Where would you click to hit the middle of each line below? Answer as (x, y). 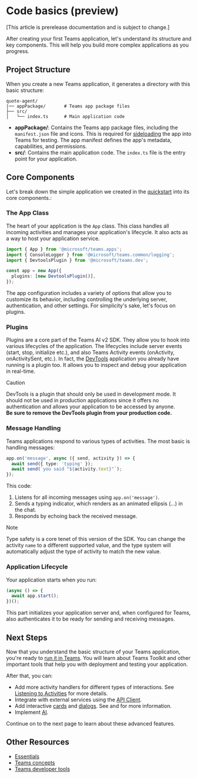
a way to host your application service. (53, 238)
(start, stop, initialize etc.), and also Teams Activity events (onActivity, (91, 353)
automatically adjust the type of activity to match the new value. (84, 552)
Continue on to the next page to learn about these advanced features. (91, 723)
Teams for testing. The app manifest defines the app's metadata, (93, 140)
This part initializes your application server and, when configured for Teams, (98, 613)
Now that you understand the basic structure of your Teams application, (93, 651)
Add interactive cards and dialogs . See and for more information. (93, 705)
